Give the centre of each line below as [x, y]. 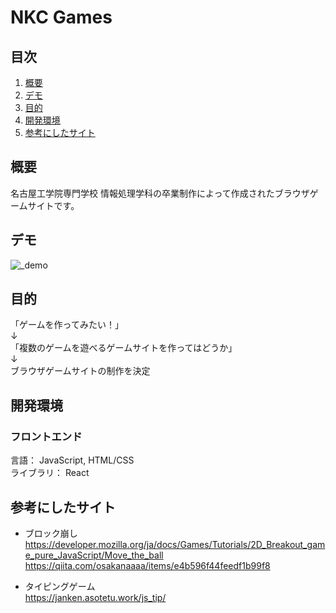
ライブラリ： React [50, 473]
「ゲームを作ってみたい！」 [67, 325]
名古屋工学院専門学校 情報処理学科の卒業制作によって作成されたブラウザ [160, 193]
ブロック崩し [51, 533]
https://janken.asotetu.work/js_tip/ [95, 597]
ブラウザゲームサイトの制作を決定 [80, 371]
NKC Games [61, 17]
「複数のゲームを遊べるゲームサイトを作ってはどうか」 [124, 348]
